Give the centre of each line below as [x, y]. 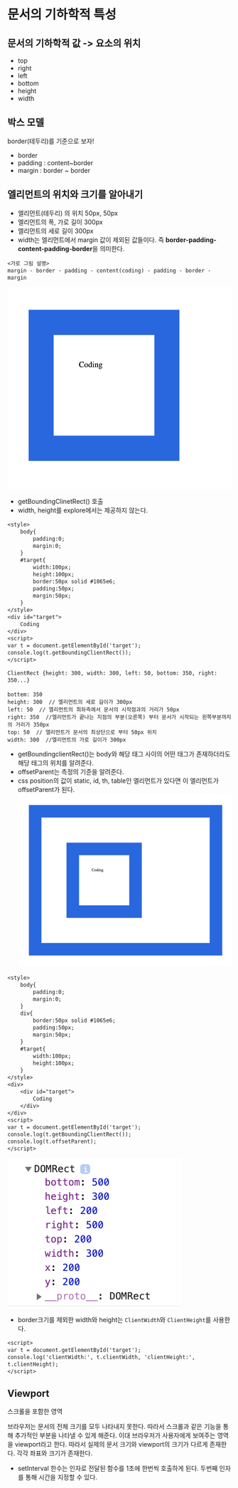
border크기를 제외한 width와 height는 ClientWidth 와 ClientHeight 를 [114, 1320]
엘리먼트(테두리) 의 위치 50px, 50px [68, 213]
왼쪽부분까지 [217, 717]
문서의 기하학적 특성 [62, 15]
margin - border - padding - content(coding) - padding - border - [109, 270]
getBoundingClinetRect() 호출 [60, 501]
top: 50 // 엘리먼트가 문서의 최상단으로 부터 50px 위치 [82, 732]
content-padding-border [55, 248]
